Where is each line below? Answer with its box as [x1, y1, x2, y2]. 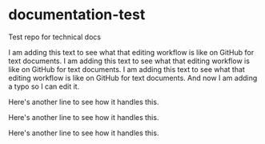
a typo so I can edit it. [8, 82, 80, 91]
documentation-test [8, 6, 146, 24]
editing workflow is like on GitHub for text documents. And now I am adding [8, 73, 258, 82]
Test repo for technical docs [8, 32, 102, 42]
